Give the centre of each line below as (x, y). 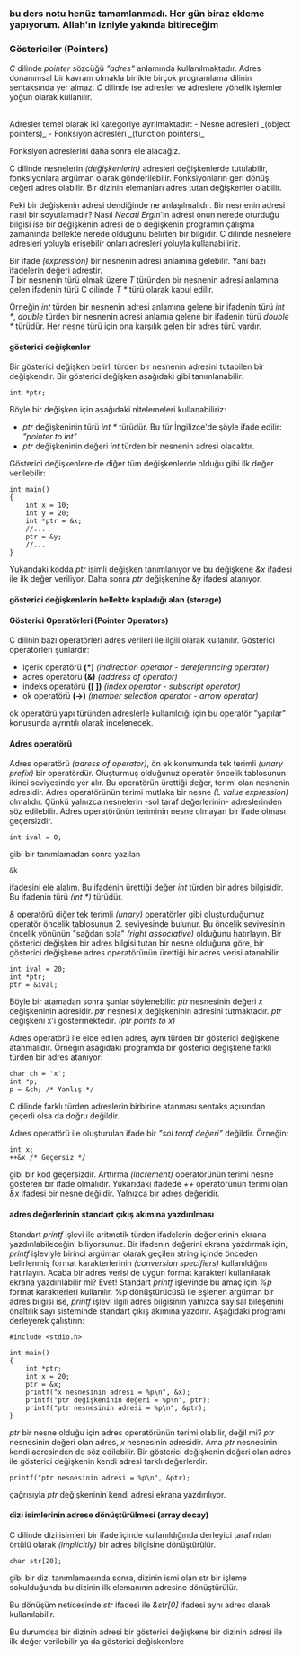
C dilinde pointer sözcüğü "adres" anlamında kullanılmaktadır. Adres (135, 68)
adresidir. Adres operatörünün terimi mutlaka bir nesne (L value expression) (149, 792)
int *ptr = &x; (54, 521)
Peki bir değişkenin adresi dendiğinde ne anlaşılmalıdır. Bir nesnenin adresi (147, 205)
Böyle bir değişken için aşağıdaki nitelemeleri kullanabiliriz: (118, 410)
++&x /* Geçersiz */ (48, 1158)
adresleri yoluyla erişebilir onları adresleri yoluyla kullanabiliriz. (125, 244)
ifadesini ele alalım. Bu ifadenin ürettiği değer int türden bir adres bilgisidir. (146, 887)
